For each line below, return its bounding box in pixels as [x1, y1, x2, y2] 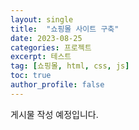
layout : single [10, 14, 74, 25]
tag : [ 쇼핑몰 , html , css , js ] [10, 61, 130, 71]
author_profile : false [10, 80, 105, 90]
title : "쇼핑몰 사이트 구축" [10, 24, 120, 34]
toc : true [10, 71, 52, 81]
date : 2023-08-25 [10, 33, 83, 43]
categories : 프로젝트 [10, 42, 92, 53]
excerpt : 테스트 [10, 52, 72, 62]
